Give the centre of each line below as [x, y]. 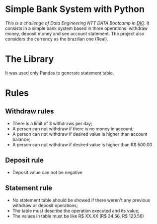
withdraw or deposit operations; [45, 205]
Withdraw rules [30, 112]
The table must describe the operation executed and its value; [76, 211]
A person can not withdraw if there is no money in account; [73, 129]
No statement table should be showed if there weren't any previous [81, 200]
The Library [30, 59]
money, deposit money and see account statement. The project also [75, 33]
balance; [21, 139]
